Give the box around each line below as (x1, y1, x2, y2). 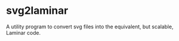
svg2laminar (6, 4, 68, 17)
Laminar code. (6, 29, 41, 36)
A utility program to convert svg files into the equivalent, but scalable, (6, 23, 174, 30)
